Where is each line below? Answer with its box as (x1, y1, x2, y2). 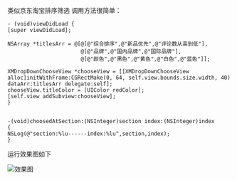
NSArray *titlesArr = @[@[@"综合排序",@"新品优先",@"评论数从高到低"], (7, 41, 209, 48)
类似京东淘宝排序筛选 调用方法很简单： (7, 6, 122, 14)
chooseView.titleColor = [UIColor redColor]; (7, 87, 144, 94)
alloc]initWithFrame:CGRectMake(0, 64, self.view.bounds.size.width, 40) (7, 74, 231, 81)
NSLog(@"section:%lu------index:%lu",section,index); (7, 130, 171, 137)
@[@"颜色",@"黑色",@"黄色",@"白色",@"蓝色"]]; (80, 55, 211, 63)
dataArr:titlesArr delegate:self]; (7, 80, 113, 88)
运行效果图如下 (7, 150, 51, 158)
